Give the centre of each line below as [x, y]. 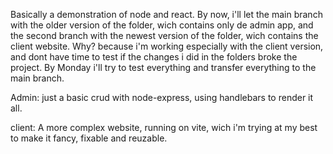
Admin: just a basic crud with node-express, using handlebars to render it [162, 97]
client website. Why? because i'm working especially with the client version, [167, 46]
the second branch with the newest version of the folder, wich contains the [164, 35]
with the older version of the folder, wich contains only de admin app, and [162, 25]
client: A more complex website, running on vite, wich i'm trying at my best [164, 127]
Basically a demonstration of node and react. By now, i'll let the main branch [166, 14]
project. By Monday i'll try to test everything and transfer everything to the [163, 67]
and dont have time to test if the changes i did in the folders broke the [154, 57]
